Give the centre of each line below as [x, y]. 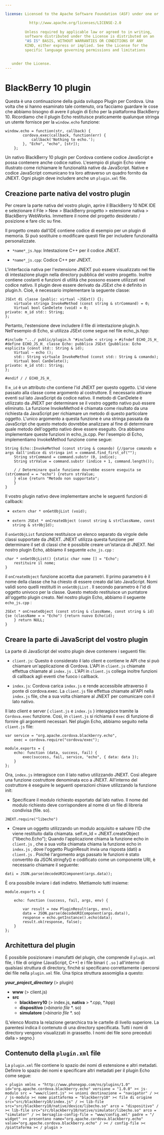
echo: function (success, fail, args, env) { [61, 901]
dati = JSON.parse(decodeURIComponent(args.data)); [59, 874]
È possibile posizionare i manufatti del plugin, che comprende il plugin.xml [80, 957]
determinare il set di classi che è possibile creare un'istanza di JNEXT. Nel [80, 545]
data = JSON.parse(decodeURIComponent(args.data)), [77, 913]
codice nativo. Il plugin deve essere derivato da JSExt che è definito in [76, 285]
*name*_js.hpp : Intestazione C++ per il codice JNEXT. [66, 251]
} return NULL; [29, 620]
